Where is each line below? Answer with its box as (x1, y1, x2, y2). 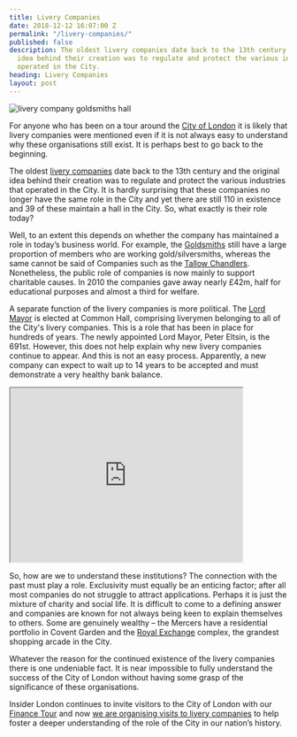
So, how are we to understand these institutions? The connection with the (9, 570, 278, 580)
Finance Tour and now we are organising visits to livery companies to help (9, 708, 279, 718)
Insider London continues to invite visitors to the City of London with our (9, 698, 272, 709)
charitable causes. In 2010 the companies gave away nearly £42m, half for (9, 276, 281, 288)
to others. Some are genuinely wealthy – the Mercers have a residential (9, 617, 268, 628)
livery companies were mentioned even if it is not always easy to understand (9, 129, 288, 140)
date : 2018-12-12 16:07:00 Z (9, 21, 117, 30)
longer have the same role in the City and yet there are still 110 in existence (9, 194, 281, 204)
